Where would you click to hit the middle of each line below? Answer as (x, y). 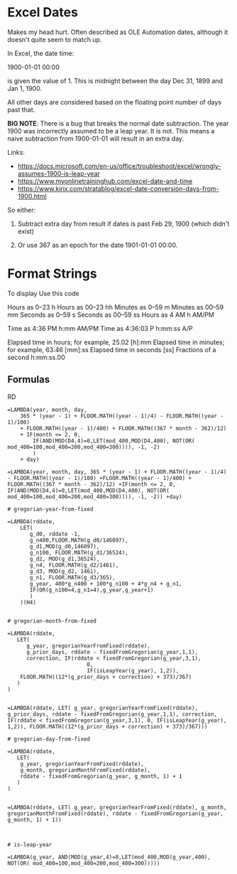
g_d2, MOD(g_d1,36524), (65, 559)
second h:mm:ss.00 (36, 357)
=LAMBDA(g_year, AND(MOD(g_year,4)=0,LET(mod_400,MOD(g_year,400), (109, 857)
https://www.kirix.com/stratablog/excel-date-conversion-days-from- (118, 188)
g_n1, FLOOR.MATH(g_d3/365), (72, 577)
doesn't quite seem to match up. (55, 39)
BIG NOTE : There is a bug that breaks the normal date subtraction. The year (118, 123)
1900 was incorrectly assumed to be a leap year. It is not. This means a (111, 131)
